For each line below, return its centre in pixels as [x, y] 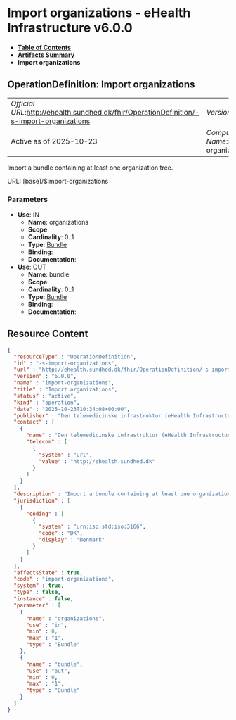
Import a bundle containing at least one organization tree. [90, 168]
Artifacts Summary [46, 55]
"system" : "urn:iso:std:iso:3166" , [92, 527]
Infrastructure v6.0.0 [70, 28]
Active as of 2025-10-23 [54, 141]
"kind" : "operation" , [47, 403]
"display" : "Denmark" [72, 540]
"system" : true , [39, 586]
